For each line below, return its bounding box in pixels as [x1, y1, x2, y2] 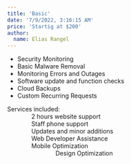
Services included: [7, 105, 61, 113]
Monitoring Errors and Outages [17, 70, 105, 78]
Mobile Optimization [31, 142, 88, 150]
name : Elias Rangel [13, 36, 70, 43]
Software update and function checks [17, 77, 125, 85]
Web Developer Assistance [31, 134, 108, 143]
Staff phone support [31, 120, 89, 128]
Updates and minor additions [31, 127, 114, 136]
